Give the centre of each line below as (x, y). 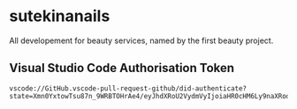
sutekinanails (60, 16)
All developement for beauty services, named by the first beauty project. (141, 40)
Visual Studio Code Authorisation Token (122, 68)
